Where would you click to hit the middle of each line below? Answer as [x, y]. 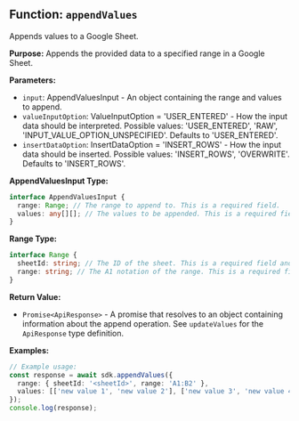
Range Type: [33, 239]
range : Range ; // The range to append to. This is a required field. [149, 205]
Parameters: [32, 80]
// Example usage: [43, 367]
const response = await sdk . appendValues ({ [91, 375]
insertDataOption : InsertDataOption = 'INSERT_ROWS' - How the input [152, 144]
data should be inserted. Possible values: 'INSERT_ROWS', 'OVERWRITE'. [156, 154]
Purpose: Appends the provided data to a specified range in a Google [137, 53]
